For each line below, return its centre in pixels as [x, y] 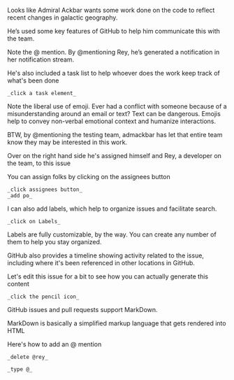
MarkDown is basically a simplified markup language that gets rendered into [117, 323]
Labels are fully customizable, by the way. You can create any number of [112, 234]
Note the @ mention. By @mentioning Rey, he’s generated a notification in [114, 52]
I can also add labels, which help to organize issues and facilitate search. [112, 209]
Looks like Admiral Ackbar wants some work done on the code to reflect [111, 10]
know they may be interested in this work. [67, 142]
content [19, 284]
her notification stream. [41, 59]
